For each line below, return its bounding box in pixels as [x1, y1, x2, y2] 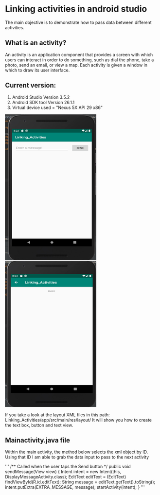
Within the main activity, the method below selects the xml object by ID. [5, 449, 148, 455]
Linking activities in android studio [5, 3, 147, 15]
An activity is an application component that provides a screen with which [5, 52, 153, 57]
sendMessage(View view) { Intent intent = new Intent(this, [5, 469, 122, 475]
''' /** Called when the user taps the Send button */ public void [5, 463, 131, 470]
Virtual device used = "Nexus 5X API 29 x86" [12, 105, 103, 110]
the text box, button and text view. [5, 422, 73, 428]
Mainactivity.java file [5, 436, 71, 444]
